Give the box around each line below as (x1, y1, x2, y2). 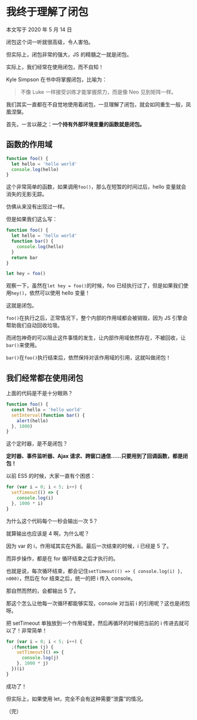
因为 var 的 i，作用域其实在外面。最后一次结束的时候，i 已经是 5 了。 (6, 542, 172, 550)
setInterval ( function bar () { (11, 412, 85, 418)
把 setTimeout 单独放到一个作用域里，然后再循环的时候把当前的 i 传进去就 (6, 619, 184, 627)
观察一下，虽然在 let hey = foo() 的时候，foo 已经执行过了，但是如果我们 (6, 282, 184, 289)
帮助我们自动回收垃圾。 (6, 322, 63, 329)
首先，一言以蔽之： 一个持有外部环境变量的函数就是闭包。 (6, 120, 145, 128)
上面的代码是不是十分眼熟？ (6, 390, 73, 397)
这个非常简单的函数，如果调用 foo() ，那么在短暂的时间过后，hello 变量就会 (6, 183, 186, 190)
